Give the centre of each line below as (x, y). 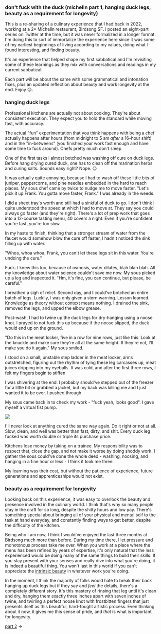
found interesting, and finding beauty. (43, 50)
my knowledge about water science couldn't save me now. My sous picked (80, 273)
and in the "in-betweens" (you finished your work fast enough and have (77, 143)
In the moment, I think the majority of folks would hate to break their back (79, 580)
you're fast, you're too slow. (33, 223)
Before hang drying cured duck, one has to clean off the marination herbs (79, 163)
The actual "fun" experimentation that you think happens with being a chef (80, 133)
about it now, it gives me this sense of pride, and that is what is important (78, 612)
